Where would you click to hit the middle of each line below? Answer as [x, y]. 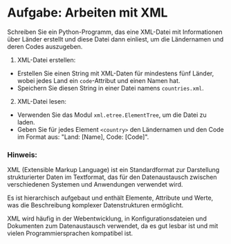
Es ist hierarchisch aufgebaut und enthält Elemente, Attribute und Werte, [110, 198]
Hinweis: [22, 155]
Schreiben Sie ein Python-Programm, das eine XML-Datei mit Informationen [115, 32]
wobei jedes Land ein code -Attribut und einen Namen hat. [99, 80]
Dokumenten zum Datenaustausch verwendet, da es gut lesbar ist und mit [113, 226]
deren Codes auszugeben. [45, 46]
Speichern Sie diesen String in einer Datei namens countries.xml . [110, 88]
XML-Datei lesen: [42, 101]
